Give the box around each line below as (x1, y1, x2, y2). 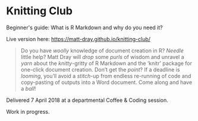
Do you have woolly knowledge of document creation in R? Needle (20, 46, 184, 54)
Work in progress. (6, 108, 50, 115)
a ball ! (20, 85, 36, 92)
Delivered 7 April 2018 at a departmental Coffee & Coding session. (6, 97, 168, 104)
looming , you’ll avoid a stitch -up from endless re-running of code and (20, 72, 191, 79)
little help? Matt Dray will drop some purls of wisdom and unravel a (20, 53, 184, 60)
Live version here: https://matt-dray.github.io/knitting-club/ (6, 35, 150, 42)
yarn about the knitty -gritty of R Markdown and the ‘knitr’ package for (20, 60, 192, 67)
